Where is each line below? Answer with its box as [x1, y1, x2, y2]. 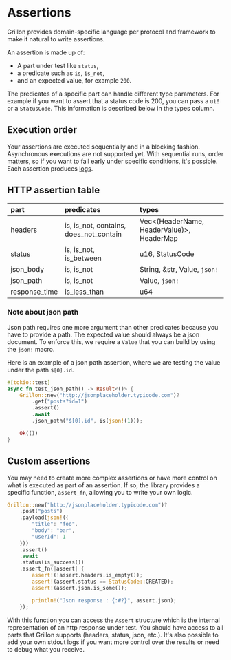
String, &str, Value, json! [140, 264, 219, 274]
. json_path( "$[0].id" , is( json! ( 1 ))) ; [32, 418, 143, 425]
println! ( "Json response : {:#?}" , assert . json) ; [32, 597, 177, 604]
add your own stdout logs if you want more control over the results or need [7, 638, 220, 646]
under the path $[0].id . [7, 365, 74, 374]
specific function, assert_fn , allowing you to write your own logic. [7, 488, 194, 496]
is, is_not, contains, [64, 220, 126, 230]
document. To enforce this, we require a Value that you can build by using [7, 337, 216, 345]
